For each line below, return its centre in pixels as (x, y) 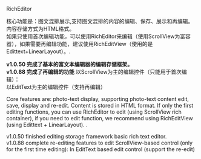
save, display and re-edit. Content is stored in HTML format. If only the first (100, 105)
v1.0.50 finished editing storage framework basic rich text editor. (87, 136)
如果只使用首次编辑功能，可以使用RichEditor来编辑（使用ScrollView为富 (96, 36)
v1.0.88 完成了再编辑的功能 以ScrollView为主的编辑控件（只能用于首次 (94, 72)
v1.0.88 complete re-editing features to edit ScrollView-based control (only (99, 143)
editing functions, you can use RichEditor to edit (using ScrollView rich (94, 112)
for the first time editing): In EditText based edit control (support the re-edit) (101, 149)
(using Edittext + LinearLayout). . (47, 125)
